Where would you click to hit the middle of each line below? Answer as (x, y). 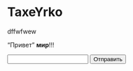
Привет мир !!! (32, 45)
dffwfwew (22, 31)
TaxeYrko (35, 12)
